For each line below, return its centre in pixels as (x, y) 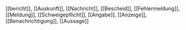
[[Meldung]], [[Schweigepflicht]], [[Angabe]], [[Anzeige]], (76, 15)
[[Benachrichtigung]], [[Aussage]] (47, 21)
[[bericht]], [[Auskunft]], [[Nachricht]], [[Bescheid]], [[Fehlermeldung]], (93, 9)
